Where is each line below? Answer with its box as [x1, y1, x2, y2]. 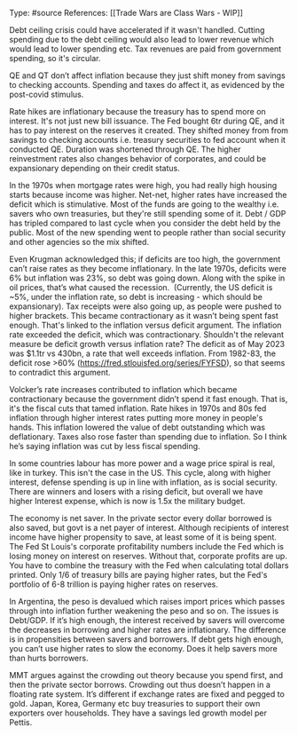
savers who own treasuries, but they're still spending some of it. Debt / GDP [9, 209, 286, 218]
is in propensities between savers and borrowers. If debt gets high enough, [9, 634, 284, 644]
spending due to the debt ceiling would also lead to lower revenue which [9, 35, 275, 44]
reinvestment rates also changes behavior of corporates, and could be [9, 154, 267, 163]
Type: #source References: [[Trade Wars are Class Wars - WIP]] [9, 8, 244, 18]
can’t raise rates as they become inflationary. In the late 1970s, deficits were [9, 264, 286, 273]
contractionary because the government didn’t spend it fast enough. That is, [9, 394, 288, 404]
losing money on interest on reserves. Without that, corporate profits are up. [9, 550, 288, 561]
